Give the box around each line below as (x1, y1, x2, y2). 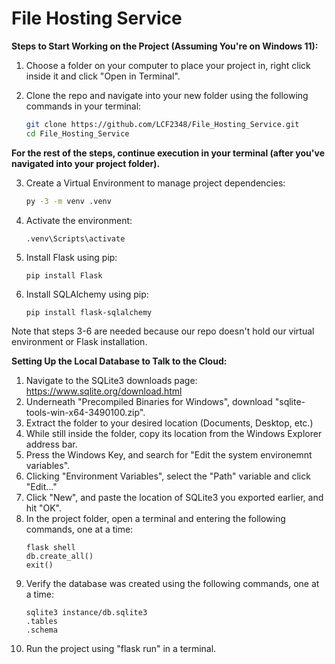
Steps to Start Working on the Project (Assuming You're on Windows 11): (11, 40, 319, 52)
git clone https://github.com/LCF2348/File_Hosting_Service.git (25, 119, 300, 129)
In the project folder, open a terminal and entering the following (25, 512, 286, 524)
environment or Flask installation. (11, 335, 148, 347)
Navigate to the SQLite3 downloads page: (25, 374, 198, 386)
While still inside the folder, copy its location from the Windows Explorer (25, 427, 323, 439)
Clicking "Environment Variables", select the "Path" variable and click (25, 470, 311, 482)
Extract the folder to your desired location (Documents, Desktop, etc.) (25, 417, 314, 429)
